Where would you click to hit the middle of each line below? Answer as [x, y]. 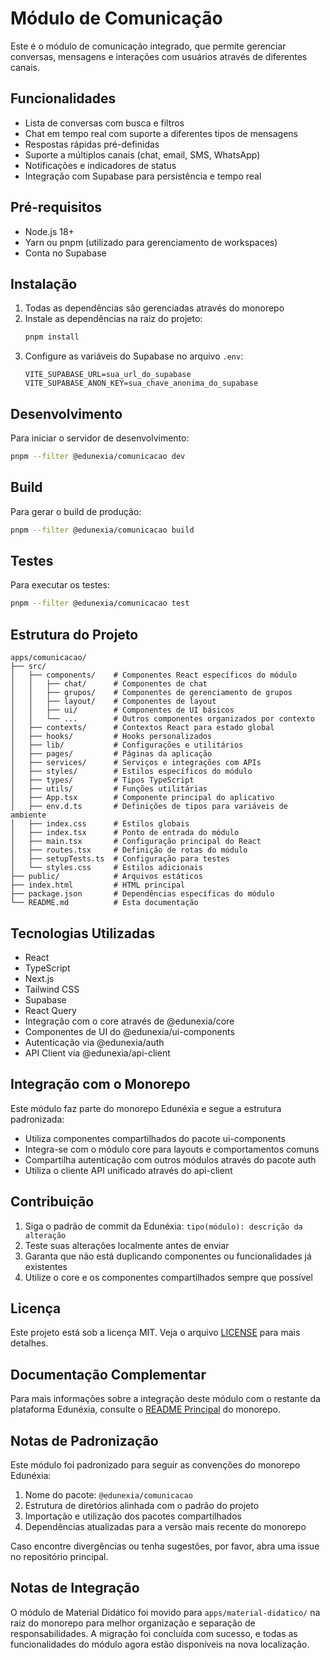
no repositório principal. [59, 1556]
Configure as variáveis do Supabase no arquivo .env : [134, 356]
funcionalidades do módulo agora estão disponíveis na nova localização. [160, 1644]
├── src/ [28, 667]
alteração [45, 1235]
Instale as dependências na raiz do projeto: [113, 319]
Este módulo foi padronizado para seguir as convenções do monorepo [155, 1465]
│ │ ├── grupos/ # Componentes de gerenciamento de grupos [151, 693]
